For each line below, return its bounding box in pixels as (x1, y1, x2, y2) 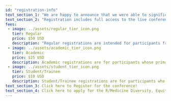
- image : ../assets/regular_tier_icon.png (7, 27, 99, 32)
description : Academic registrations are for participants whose (12, 60, 154, 65)
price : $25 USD (12, 55, 44, 60)
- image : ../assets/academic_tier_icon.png (7, 45, 101, 50)
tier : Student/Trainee (12, 69, 60, 74)
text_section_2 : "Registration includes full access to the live (5, 17, 147, 22)
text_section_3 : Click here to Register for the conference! (5, 83, 138, 88)
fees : (5, 21, 17, 27)
